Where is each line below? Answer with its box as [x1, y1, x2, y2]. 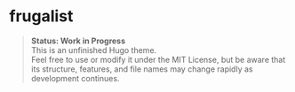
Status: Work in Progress [30, 35, 126, 46]
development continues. [30, 73, 120, 83]
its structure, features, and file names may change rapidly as [30, 64, 253, 74]
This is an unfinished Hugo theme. [30, 44, 157, 55]
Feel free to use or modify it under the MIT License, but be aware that [30, 54, 286, 65]
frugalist [9, 6, 74, 27]
